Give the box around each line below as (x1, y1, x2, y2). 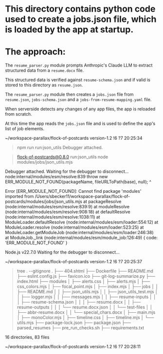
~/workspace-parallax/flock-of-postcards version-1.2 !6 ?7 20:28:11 (5, 344, 141, 350)
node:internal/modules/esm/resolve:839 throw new (5, 174, 108, 180)
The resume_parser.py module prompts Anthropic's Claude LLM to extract (5, 62, 153, 68)
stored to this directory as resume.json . (5, 82, 83, 88)
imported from (5, 193, 34, 200)
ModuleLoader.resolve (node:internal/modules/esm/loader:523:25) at (5, 224, 144, 230)
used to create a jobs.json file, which (5, 14, 157, 25)
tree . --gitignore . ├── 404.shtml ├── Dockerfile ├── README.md (17, 268, 153, 274)
